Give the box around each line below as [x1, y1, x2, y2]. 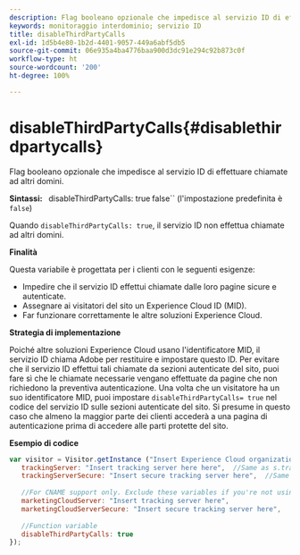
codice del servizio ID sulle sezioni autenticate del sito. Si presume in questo [9, 401, 291, 412]
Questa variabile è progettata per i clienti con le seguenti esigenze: [9, 264, 256, 274]
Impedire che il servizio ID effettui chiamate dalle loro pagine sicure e [21, 281, 277, 291]
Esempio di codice [9, 437, 79, 448]
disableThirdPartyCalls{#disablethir [9, 117, 282, 138]
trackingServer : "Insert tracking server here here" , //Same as [21, 463, 270, 472]
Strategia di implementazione [9, 327, 121, 338]
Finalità [9, 247, 37, 257]
